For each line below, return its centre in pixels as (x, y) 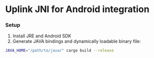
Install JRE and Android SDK (42, 36)
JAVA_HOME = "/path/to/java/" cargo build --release (60, 51)
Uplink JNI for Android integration (78, 9)
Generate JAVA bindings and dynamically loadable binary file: (77, 41)
